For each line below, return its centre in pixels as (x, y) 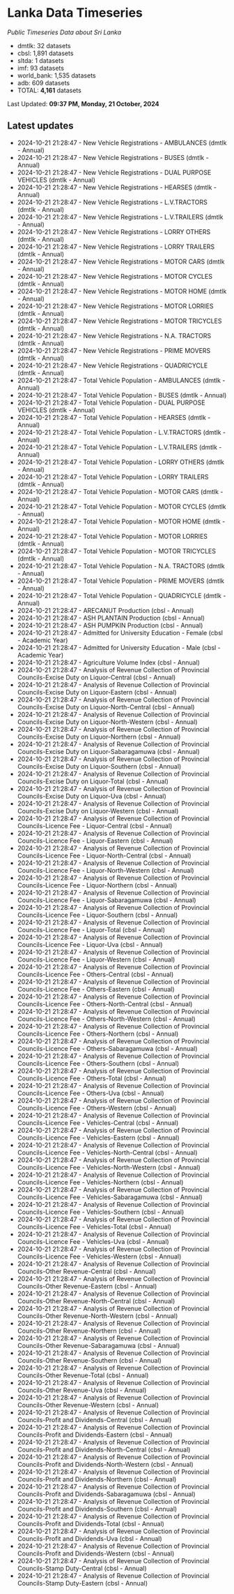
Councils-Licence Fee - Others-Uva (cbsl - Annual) (91, 1093)
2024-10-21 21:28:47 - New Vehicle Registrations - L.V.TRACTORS (112, 202)
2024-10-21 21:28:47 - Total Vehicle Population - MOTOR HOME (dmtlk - (121, 521)
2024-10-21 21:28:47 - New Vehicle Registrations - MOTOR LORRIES (115, 306)
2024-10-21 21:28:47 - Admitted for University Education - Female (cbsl (120, 632)
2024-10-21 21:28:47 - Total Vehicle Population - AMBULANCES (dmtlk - (121, 380)
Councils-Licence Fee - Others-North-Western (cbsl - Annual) (106, 1019)
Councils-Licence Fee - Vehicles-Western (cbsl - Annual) (99, 1256)
